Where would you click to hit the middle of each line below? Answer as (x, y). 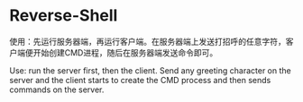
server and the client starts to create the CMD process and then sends (140, 80)
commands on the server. (57, 89)
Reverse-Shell (64, 16)
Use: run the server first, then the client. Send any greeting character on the (150, 70)
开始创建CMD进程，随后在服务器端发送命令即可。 (125, 52)
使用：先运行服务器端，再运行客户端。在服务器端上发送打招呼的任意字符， (147, 41)
